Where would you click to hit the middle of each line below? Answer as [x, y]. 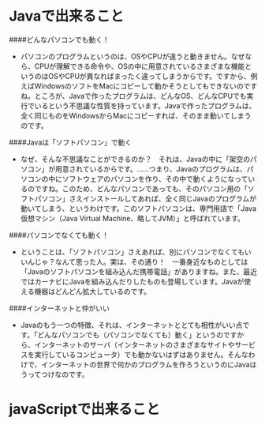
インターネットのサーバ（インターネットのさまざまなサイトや [134, 344]
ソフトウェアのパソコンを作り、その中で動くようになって [155, 179]
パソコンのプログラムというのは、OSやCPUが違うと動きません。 [126, 56]
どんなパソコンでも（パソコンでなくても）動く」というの [131, 335]
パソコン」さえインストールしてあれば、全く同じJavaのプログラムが [146, 198]
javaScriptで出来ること [84, 410]
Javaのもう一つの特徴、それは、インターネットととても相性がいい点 [131, 325]
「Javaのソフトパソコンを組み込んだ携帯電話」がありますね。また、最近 [139, 271]
